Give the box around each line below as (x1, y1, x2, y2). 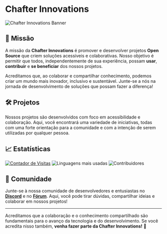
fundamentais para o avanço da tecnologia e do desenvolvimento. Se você (5, 218, 158, 224)
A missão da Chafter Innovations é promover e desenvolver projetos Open (5, 47, 159, 53)
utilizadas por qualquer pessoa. (5, 130, 70, 136)
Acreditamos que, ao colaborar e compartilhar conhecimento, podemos (5, 73, 152, 79)
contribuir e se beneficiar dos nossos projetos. (5, 63, 103, 69)
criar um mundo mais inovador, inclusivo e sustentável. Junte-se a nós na (5, 78, 156, 84)
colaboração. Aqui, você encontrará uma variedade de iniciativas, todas (5, 119, 153, 125)
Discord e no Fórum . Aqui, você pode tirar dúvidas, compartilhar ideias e (5, 193, 155, 199)
